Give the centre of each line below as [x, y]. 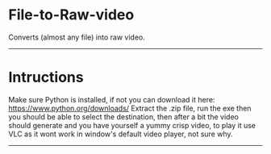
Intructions [46, 77]
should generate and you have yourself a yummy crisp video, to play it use [132, 125]
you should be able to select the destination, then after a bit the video [124, 117]
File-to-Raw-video [71, 15]
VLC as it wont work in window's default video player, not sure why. [121, 134]
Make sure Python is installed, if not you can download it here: [112, 99]
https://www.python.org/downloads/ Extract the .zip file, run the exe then [130, 108]
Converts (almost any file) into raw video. [77, 37]
